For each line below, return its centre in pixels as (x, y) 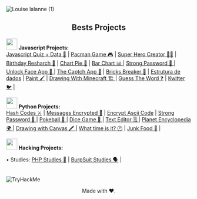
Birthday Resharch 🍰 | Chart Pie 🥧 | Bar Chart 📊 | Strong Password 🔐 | (91, 63)
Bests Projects (99, 27)
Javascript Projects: (44, 48)
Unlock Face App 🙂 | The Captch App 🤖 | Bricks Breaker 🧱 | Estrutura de (94, 71)
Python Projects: (39, 107)
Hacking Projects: (41, 148)
